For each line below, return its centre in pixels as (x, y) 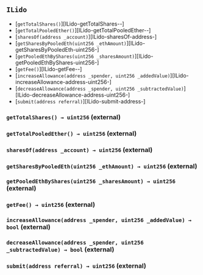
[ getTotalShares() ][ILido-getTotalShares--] (69, 24)
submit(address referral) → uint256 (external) (76, 266)
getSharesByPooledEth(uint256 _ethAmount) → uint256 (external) (102, 166)
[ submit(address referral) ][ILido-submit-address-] (80, 101)
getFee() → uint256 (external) (51, 205)
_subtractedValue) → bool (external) (60, 249)
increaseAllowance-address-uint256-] (63, 82)
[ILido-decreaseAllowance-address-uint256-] (73, 95)
